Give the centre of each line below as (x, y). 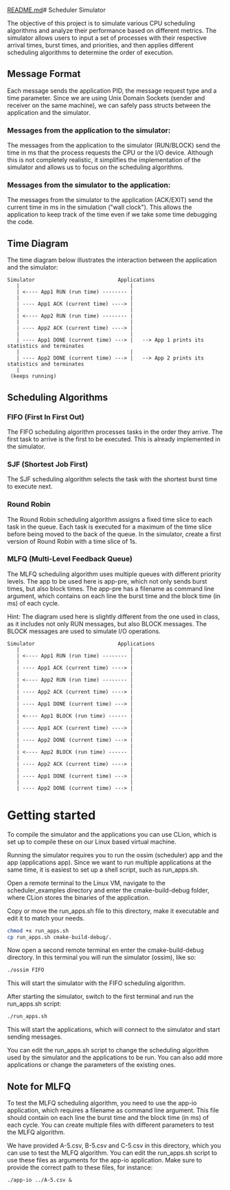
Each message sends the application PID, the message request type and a (112, 90)
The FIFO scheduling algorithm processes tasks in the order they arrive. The (115, 432)
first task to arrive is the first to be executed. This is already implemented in (114, 439)
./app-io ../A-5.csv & (39, 1180)
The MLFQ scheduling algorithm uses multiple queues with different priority (114, 574)
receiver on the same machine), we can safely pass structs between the (109, 105)
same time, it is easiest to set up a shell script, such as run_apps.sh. (103, 870)
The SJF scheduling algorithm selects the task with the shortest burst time (112, 479)
